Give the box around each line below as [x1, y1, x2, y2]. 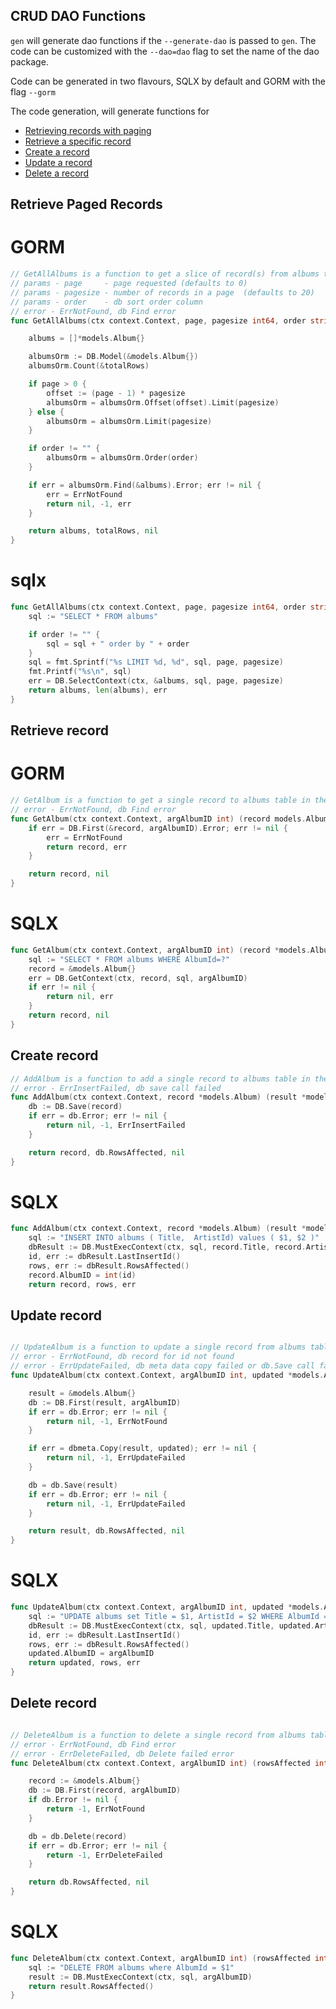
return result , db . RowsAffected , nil [28, 1526, 186, 1536]
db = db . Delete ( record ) [28, 1831, 128, 1841]
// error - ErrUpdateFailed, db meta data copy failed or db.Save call [10, 1361, 315, 1371]
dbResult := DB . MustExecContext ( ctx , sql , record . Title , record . [28, 1242, 307, 1253]
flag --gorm [10, 85, 56, 98]
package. [10, 55, 49, 68]
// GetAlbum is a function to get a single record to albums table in [10, 795, 311, 806]
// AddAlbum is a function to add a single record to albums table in [10, 1074, 311, 1084]
